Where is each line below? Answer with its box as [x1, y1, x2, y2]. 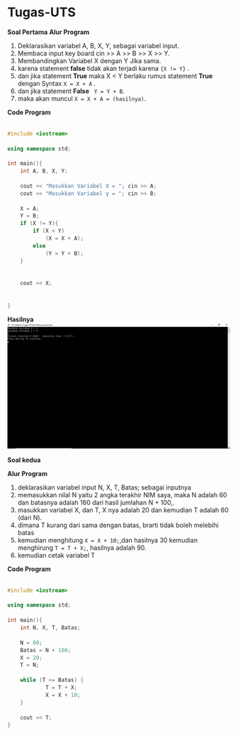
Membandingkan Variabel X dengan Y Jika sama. [17, 56, 161, 65]
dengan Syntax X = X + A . [17, 79, 96, 87]
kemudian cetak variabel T [17, 551, 96, 559]
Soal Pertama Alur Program [7, 28, 90, 36]
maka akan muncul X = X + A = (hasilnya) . [17, 94, 147, 103]
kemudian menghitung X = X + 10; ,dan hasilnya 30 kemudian [17, 536, 198, 544]
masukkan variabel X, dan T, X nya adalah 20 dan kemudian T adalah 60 [17, 505, 229, 514]
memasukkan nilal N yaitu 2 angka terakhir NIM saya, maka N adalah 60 [17, 490, 227, 499]
